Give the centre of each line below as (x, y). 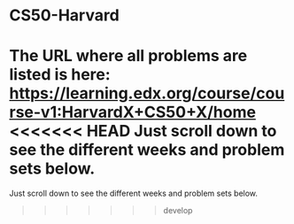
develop (178, 211)
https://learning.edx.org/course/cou (147, 93)
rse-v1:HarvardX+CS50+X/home (133, 112)
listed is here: (60, 75)
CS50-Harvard (64, 15)
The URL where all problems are (128, 56)
